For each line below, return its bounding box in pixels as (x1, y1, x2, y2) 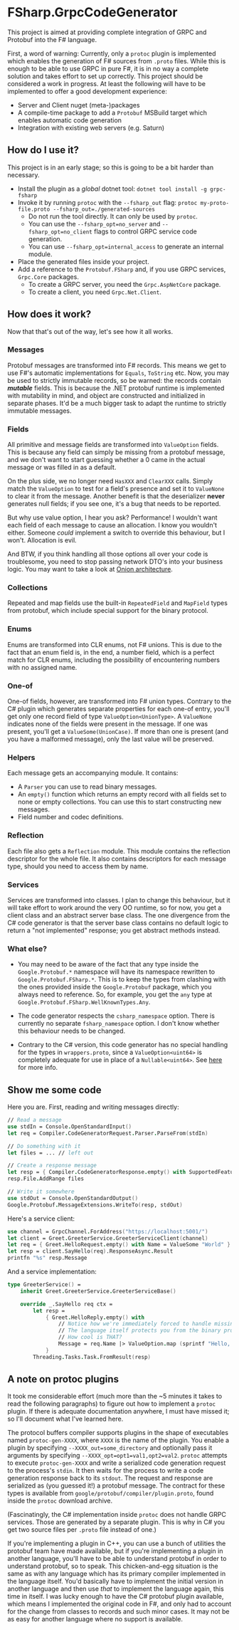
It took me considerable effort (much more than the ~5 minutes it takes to (7, 1392, 223, 1401)
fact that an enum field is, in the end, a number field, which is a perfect (7, 648, 215, 656)
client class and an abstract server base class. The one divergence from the (7, 910, 230, 919)
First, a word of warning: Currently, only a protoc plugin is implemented (7, 49, 216, 58)
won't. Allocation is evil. (7, 536, 77, 545)
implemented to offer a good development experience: (7, 87, 167, 95)
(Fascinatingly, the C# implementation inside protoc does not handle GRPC (7, 1510, 226, 1519)
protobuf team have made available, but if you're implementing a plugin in (7, 1547, 223, 1555)
